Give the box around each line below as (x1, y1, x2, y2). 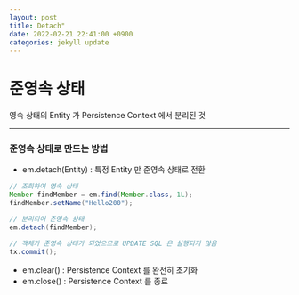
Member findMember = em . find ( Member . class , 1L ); (9, 190, 193, 200)
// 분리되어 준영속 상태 (9, 215, 85, 224)
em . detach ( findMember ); (9, 223, 98, 232)
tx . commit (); (9, 247, 58, 256)
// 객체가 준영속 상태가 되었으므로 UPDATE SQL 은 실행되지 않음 (9, 239, 217, 248)
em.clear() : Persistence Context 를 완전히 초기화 (21, 264, 198, 275)
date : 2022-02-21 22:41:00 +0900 (9, 29, 133, 38)
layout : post (9, 12, 58, 22)
